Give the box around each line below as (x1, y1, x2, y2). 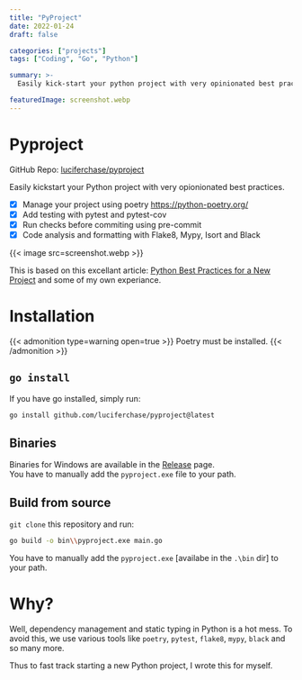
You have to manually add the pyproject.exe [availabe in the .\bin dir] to (9, 553, 279, 564)
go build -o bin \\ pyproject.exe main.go (9, 537, 164, 546)
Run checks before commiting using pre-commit (22, 219, 202, 230)
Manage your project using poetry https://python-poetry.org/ (22, 199, 249, 210)
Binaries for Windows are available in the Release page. (9, 459, 216, 470)
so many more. (9, 643, 65, 653)
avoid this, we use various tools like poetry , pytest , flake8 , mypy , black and (9, 633, 286, 644)
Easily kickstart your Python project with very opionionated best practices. (9, 181, 285, 192)
